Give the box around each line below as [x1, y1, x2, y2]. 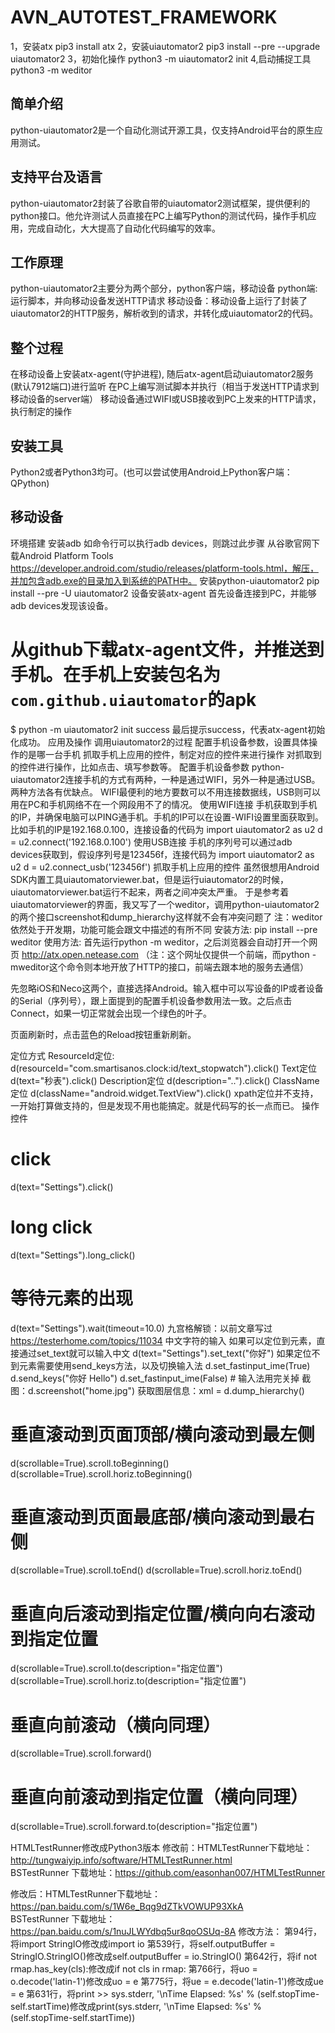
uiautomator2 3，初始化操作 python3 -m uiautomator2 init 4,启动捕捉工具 [10, 52, 312, 65]
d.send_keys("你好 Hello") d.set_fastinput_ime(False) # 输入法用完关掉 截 [10, 1372, 312, 1384]
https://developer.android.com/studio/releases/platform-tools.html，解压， [10, 562, 319, 574]
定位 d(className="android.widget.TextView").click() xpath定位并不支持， [10, 1087, 319, 1099]
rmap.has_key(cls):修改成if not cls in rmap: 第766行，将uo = [10, 1963, 258, 1975]
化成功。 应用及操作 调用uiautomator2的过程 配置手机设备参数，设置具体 [10, 736, 310, 748]
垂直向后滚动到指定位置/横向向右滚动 [10, 1602, 315, 1625]
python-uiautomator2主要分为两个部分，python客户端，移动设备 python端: [10, 282, 318, 295]
